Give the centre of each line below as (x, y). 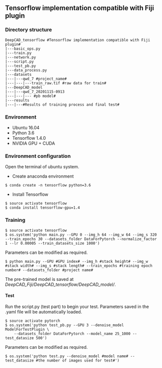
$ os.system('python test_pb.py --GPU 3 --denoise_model (65, 325)
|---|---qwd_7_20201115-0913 (35, 92)
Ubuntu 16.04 (26, 127)
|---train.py (18, 53)
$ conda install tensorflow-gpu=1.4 (42, 208)
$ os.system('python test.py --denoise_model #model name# (67, 356)
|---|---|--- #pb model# (30, 96)
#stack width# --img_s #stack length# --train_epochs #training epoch (79, 266)
